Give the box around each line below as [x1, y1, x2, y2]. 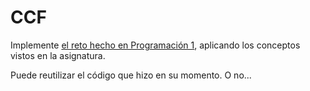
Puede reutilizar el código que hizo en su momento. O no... [10, 69, 252, 81]
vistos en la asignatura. [10, 49, 106, 61]
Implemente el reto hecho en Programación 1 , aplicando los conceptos [10, 39, 301, 51]
